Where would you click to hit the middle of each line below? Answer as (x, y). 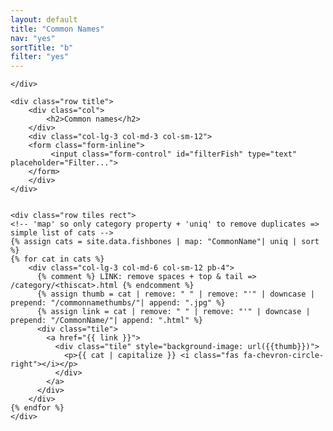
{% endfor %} (37, 408)
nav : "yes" (33, 38)
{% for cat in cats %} (57, 259)
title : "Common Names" (57, 29)
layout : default (44, 19)
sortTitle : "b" (42, 47)
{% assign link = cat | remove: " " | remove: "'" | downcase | (173, 312)
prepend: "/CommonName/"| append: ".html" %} (106, 321)
